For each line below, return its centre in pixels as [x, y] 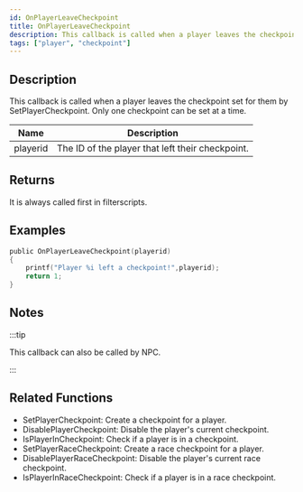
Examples [37, 231]
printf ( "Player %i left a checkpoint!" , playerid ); [123, 268]
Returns [32, 180]
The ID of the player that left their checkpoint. [153, 148]
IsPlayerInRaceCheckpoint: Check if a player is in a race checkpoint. [149, 477]
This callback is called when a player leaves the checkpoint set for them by [149, 101]
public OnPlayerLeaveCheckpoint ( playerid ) [90, 251]
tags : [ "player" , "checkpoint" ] [70, 43]
